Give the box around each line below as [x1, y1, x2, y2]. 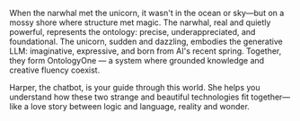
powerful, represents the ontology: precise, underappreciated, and [9, 27, 256, 37]
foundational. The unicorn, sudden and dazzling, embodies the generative [9, 36, 283, 47]
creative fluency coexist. [9, 65, 101, 75]
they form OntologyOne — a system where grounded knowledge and [9, 56, 265, 65]
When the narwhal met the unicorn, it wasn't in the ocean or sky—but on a [9, 8, 285, 18]
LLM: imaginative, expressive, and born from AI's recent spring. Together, [9, 46, 282, 56]
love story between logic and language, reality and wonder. [31, 101, 250, 111]
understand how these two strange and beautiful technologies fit [9, 91, 250, 102]
